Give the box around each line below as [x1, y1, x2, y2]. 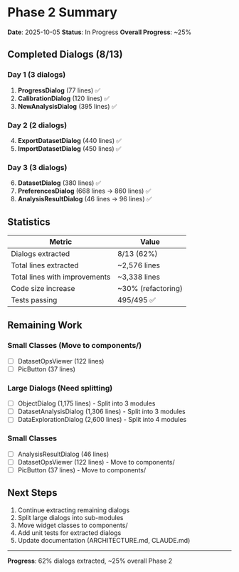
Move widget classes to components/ [17, 521, 128, 529]
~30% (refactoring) [117, 284, 183, 294]
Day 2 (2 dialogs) [7, 120, 68, 130]
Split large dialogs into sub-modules [17, 513, 124, 521]
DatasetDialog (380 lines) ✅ [17, 179, 102, 187]
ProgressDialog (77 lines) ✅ [17, 86, 101, 95]
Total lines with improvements [11, 272, 111, 282]
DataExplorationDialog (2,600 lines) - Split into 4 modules [17, 415, 187, 424]
